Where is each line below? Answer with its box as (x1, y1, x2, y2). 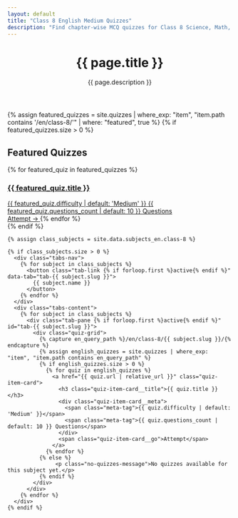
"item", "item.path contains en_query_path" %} (7, 355, 152, 362)
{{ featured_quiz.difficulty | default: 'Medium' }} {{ (7, 199, 154, 208)
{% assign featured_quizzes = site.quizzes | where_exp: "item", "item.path (7, 111, 225, 119)
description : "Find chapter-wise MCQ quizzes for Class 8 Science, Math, (7, 24, 232, 31)
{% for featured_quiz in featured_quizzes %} (7, 166, 138, 174)
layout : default (7, 10, 56, 18)
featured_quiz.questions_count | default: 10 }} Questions (7, 207, 172, 215)
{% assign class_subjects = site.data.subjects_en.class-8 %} (7, 236, 196, 243)
